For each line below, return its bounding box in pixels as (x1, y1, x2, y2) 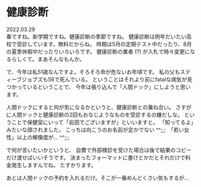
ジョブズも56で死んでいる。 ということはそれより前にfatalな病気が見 (22, 76, 193, 83)
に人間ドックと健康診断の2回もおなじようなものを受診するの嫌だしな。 (6, 111, 183, 118)
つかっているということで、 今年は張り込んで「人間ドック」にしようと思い (6, 83, 191, 90)
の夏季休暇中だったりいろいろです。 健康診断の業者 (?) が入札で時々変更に (6, 48, 190, 55)
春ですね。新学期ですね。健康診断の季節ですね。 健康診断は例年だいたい (6, 32, 187, 40)
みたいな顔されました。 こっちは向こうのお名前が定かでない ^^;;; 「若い (6, 126, 184, 133)
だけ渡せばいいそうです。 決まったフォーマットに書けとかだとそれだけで (6, 154, 186, 161)
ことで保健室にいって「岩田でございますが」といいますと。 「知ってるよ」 (11, 118, 194, 126)
